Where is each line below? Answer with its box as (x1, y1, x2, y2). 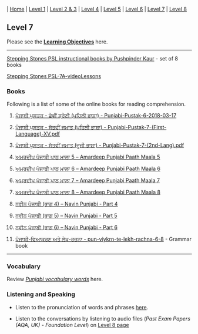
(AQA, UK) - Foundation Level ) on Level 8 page (15, 321, 129, 328)
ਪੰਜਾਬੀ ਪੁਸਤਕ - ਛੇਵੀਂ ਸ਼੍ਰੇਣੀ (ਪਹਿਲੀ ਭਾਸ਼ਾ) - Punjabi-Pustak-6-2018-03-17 (15, 112, 177, 119)
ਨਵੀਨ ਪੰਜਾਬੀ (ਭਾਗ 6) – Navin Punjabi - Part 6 (15, 224, 118, 231)
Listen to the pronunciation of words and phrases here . (15, 303, 149, 311)
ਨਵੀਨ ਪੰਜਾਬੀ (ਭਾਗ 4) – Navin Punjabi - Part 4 (15, 200, 118, 208)
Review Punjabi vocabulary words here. (6, 276, 103, 283)
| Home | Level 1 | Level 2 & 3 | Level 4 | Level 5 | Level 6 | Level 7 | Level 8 (6, 6, 187, 12)
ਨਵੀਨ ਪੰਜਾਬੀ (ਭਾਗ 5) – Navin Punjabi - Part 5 (15, 212, 118, 220)
